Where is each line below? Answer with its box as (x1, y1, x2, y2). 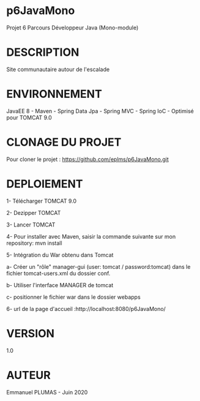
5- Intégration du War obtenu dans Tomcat (6, 251, 114, 258)
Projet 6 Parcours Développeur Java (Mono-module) (6, 24, 139, 31)
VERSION (6, 326, 55, 340)
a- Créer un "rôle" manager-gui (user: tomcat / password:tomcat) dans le (6, 263, 191, 270)
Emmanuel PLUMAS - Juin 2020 (6, 388, 88, 395)
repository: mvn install (6, 239, 62, 247)
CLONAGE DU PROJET (6, 135, 122, 149)
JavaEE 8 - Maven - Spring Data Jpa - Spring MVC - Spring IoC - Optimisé (6, 107, 194, 114)
